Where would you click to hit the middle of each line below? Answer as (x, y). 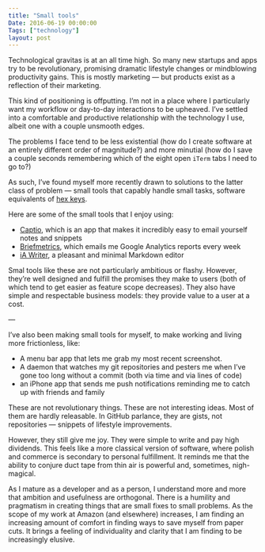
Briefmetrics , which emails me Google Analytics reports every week (130, 247)
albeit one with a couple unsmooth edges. (76, 126)
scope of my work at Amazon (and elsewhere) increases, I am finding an (126, 514)
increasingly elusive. (42, 539)
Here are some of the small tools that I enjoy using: (91, 214)
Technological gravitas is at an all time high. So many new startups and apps (133, 60)
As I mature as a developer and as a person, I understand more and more (127, 489)
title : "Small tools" (44, 15)
